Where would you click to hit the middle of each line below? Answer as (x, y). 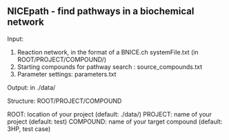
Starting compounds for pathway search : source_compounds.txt (109, 67)
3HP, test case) (29, 129)
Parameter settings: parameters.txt (67, 74)
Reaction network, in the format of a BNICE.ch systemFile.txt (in (108, 52)
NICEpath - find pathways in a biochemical (101, 11)
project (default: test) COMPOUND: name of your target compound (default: (115, 121)
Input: (16, 39)
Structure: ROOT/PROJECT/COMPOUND (64, 101)
